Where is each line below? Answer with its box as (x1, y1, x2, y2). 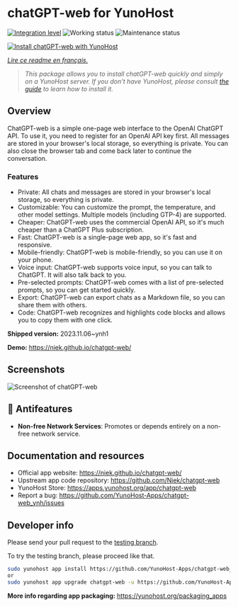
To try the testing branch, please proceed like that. (7, 552, 155, 560)
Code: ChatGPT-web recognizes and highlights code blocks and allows (17, 308, 225, 317)
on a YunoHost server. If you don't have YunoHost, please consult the (24, 76, 229, 86)
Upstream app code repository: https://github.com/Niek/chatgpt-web (17, 476, 220, 484)
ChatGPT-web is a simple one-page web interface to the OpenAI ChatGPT (7, 124, 224, 132)
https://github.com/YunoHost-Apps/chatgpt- (59, 491, 189, 500)
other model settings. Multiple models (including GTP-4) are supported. (17, 210, 227, 219)
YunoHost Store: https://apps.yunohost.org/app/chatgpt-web (17, 484, 197, 492)
